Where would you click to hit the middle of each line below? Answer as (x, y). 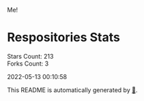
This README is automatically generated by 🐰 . (72, 90)
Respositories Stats (64, 38)
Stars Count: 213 (30, 56)
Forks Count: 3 (28, 63)
